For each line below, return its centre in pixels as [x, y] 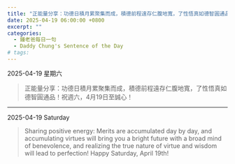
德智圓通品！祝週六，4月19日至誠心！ [79, 97]
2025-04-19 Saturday [38, 117]
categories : [24, 33]
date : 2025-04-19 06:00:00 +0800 [56, 20]
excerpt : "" [24, 27]
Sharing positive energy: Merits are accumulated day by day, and [118, 131]
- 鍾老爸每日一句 [35, 40]
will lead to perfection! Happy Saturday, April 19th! [97, 153]
